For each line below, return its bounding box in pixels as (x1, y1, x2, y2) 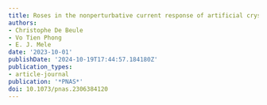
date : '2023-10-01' (8, 48, 73, 56)
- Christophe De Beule (8, 26, 83, 34)
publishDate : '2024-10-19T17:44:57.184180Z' (8, 56, 158, 64)
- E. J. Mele (8, 41, 52, 49)
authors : (8, 19, 37, 27)
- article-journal (8, 70, 69, 78)
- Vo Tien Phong (8, 33, 62, 42)
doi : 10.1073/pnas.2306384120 (8, 84, 109, 93)
